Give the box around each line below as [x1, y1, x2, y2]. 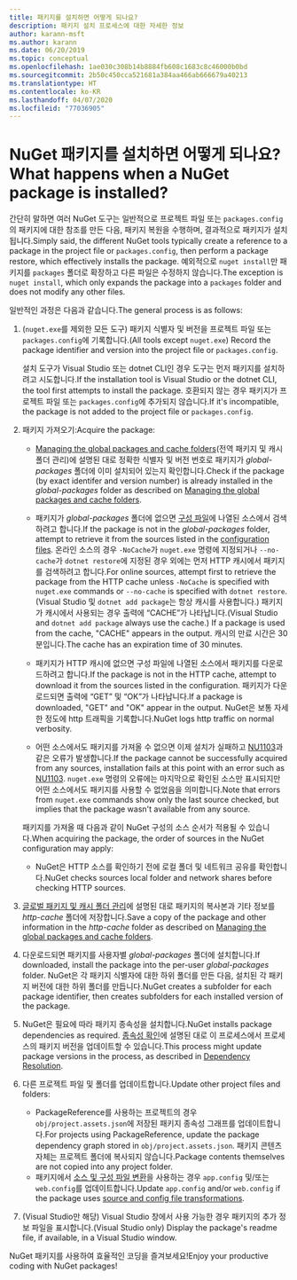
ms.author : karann [9, 37, 77, 47]
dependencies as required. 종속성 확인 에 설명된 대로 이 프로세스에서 [21, 1030, 262, 1040]
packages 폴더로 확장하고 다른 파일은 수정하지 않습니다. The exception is [32, 267, 284, 278]
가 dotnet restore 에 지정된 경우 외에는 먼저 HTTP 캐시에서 [55, 555, 262, 566]
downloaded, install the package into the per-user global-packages [21, 960, 270, 970]
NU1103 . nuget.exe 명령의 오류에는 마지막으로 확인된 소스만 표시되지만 [35, 773, 281, 784]
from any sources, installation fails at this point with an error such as [35, 763, 285, 773]
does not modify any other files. [9, 287, 126, 297]
